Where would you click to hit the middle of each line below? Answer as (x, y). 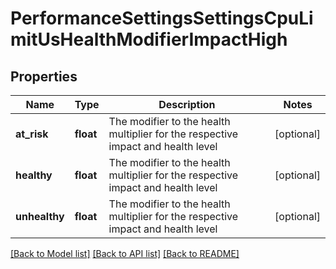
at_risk (32, 134)
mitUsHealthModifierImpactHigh (149, 39)
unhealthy (40, 216)
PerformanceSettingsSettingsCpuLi (162, 18)
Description (187, 104)
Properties (44, 76)
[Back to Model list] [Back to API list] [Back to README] (125, 253)
